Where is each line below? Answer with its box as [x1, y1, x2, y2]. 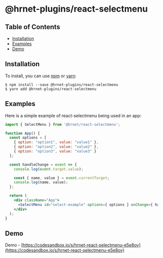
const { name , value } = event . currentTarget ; [14, 175, 110, 180]
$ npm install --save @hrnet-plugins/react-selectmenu [5, 82, 118, 87]
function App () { [5, 131, 40, 136]
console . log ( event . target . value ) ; [14, 167, 83, 172]
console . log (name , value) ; [14, 180, 68, 185]
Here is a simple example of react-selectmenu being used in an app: [5, 113, 142, 119]
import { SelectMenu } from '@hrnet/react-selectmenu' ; [5, 122, 120, 127]
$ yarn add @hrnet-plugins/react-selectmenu [5, 86, 97, 91]
